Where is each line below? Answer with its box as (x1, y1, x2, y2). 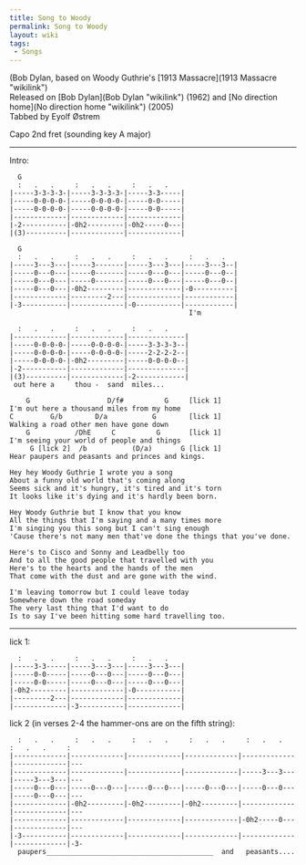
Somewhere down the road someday (9, 596, 137, 605)
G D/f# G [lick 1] (25, 396, 222, 406)
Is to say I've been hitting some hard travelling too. (9, 612, 226, 621)
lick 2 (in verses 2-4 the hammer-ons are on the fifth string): (9, 718, 235, 729)
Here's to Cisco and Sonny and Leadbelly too (9, 548, 185, 558)
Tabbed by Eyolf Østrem (9, 111, 100, 122)
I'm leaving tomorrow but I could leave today (9, 588, 189, 598)
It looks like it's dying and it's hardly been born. (9, 492, 219, 502)
